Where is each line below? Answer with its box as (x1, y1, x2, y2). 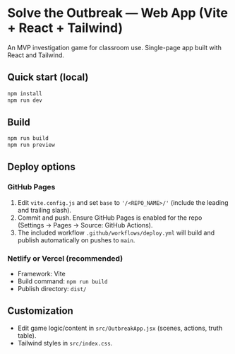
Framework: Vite (17, 270, 66, 278)
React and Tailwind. (7, 51, 65, 59)
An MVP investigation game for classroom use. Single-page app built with (7, 43, 222, 52)
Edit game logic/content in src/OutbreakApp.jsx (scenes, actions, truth (17, 324, 223, 332)
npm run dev (7, 97, 42, 104)
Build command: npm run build (17, 277, 108, 285)
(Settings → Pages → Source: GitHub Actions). (17, 220, 153, 229)
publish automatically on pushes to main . (17, 235, 135, 244)
